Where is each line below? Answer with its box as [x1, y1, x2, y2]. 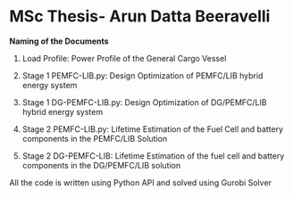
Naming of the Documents [9, 36, 109, 46]
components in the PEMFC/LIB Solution [21, 133, 168, 144]
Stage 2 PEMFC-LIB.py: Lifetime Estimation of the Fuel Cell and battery [21, 123, 284, 135]
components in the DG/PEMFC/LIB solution [21, 160, 181, 170]
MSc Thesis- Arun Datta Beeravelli [9, 6, 271, 27]
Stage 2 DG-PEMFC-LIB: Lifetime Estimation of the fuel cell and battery [21, 150, 285, 161]
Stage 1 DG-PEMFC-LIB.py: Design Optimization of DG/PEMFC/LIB [21, 96, 267, 108]
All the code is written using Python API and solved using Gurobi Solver [9, 176, 272, 188]
